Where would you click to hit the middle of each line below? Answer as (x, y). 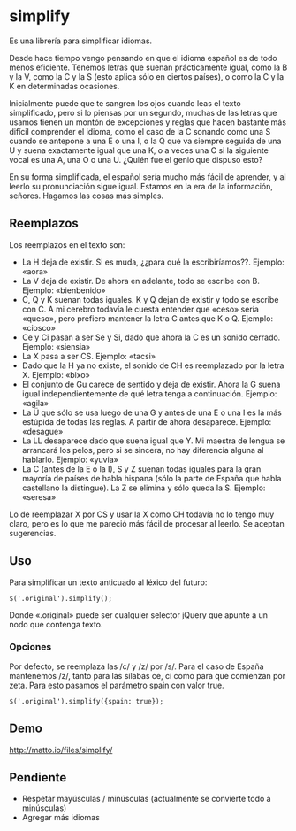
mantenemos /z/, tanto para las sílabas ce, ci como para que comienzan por (147, 675)
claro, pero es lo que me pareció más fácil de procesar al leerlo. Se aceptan (147, 523)
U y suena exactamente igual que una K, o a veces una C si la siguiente (139, 150)
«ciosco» (38, 327)
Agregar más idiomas (61, 818)
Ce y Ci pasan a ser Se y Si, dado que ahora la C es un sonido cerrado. (151, 337)
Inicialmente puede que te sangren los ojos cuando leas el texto (125, 103)
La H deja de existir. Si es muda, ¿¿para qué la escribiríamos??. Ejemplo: (153, 262)
